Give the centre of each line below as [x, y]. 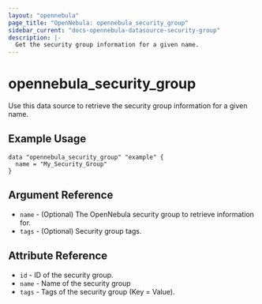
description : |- [35, 38]
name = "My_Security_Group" [62, 164]
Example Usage [47, 139]
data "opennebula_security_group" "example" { [86, 157]
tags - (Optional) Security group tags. [80, 231]
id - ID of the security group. [66, 275]
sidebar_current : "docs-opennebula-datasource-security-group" [114, 30]
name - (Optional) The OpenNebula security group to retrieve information [137, 214]
